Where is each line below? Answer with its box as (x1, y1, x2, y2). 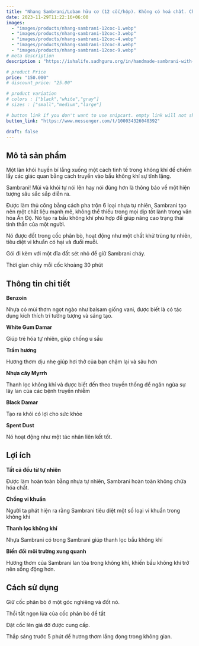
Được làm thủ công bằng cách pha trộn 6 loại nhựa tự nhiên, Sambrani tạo (6, 202, 187, 209)
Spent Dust (6, 422, 34, 428)
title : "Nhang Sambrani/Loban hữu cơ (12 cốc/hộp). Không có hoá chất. (6, 8, 187, 15)
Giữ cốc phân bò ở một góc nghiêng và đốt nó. (6, 598, 120, 605)
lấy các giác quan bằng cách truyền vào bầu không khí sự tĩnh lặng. (6, 172, 172, 180)
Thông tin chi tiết (6, 279, 70, 289)
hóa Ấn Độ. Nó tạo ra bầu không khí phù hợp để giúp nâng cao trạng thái (6, 215, 184, 222)
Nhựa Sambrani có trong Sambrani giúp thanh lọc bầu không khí (6, 536, 163, 543)
